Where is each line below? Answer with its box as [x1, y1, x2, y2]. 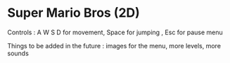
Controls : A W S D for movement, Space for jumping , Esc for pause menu [7, 28, 223, 36]
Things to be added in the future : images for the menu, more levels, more [7, 41, 222, 50]
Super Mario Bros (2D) [7, 5, 141, 21]
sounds [7, 49, 30, 57]
